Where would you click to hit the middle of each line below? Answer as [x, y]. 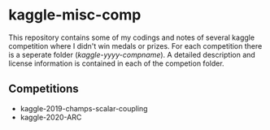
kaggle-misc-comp [75, 15]
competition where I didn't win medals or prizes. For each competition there [135, 45]
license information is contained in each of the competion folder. [117, 63]
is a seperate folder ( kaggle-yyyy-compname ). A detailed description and [132, 54]
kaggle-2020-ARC [51, 117]
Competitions [44, 89]
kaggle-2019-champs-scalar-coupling [84, 108]
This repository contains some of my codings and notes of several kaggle [131, 37]
